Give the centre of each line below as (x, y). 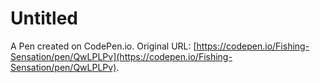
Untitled (44, 18)
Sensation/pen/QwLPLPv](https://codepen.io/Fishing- (121, 56)
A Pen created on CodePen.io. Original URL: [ (103, 46)
